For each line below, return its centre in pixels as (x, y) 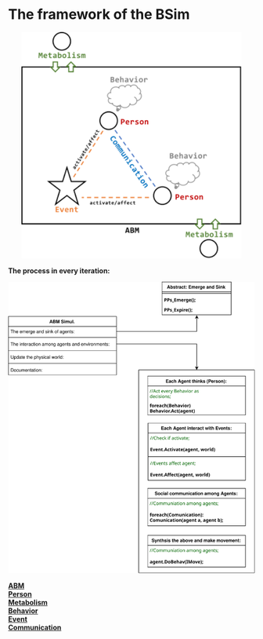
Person (20, 593)
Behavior (23, 611)
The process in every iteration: (59, 270)
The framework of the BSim (99, 15)
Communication (35, 627)
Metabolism (28, 602)
